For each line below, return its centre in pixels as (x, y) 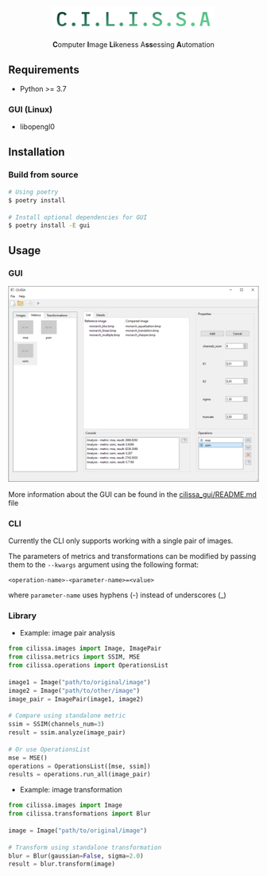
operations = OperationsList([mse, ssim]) (79, 766)
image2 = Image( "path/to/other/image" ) (74, 690)
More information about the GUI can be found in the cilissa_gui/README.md (132, 494)
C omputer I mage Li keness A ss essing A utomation (133, 45)
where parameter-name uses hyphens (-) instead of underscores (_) (117, 595)
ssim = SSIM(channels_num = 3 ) (56, 724)
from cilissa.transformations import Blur (79, 814)
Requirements (44, 70)
